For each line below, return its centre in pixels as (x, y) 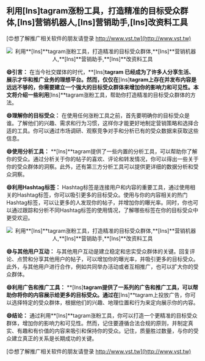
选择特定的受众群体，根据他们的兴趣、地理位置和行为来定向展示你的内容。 (105, 302)
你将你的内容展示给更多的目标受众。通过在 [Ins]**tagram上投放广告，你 (101, 294)
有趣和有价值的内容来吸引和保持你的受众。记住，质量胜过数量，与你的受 (108, 330)
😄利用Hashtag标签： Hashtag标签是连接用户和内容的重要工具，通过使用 (98, 187)
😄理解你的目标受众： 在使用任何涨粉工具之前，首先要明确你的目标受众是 (98, 115)
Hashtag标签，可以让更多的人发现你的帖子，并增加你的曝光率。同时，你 (97, 202)
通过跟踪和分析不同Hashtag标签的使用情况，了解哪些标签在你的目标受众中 (105, 210)
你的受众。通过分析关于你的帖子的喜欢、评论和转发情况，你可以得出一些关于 (103, 159)
